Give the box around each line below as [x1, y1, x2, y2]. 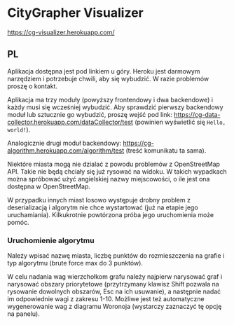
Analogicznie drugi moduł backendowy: [7, 139, 122, 147]
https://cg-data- [174, 110, 221, 118]
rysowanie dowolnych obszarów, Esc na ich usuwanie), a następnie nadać [7, 287, 221, 296]
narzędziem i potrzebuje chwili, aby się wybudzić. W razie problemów [7, 74, 209, 83]
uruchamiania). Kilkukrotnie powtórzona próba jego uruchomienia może [7, 210, 214, 219]
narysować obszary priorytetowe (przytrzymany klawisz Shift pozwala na [7, 280, 219, 289]
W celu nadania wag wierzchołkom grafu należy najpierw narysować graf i [7, 272, 223, 281]
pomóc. [7, 218, 29, 226]
